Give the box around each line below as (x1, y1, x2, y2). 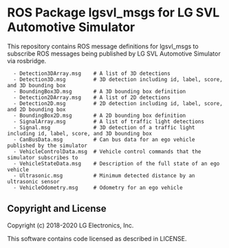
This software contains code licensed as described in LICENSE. (7, 234, 187, 243)
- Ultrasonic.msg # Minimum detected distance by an (13, 172, 195, 179)
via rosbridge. (7, 56, 47, 65)
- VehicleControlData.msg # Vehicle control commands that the (13, 148, 201, 155)
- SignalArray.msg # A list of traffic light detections (13, 118, 205, 125)
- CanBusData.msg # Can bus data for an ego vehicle (13, 136, 195, 143)
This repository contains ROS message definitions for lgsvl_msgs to (7, 42, 199, 50)
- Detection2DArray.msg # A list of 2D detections (13, 94, 171, 101)
